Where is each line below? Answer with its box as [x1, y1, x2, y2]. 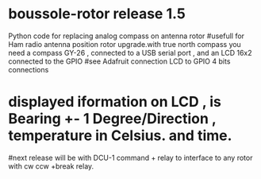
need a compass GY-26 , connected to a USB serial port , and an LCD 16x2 [8, 48, 252, 57]
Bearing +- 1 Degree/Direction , [8, 110, 217, 128]
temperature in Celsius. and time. [8, 126, 232, 145]
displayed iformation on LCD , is [8, 93, 222, 111]
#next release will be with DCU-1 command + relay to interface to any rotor [8, 153, 253, 162]
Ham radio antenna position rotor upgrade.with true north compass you [8, 39, 242, 49]
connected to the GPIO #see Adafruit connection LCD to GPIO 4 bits [8, 56, 231, 66]
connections [8, 64, 49, 74]
